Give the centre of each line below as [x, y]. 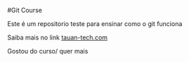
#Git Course [25, 10]
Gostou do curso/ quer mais [48, 51]
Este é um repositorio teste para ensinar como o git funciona [95, 24]
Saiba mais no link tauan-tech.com [57, 37]
